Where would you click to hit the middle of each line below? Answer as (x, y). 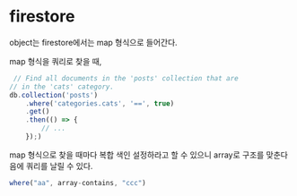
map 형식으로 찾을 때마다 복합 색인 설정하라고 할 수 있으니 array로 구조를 (137, 155)
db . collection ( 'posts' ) (54, 95)
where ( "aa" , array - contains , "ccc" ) (78, 183)
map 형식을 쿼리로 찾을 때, (56, 61)
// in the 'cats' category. (62, 87)
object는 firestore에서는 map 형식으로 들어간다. (93, 42)
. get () (38, 112)
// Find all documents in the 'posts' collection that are (126, 78)
